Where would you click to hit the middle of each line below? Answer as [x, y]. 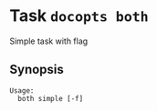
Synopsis [37, 70]
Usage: [22, 91]
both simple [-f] [51, 98]
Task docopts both [79, 16]
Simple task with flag [49, 41]
